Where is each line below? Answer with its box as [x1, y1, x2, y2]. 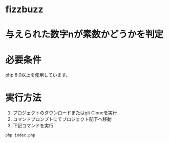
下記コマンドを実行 [12, 122, 54, 129]
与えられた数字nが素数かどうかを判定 [5, 29, 164, 40]
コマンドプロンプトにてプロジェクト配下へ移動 [12, 116, 112, 122]
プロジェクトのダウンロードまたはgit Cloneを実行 [12, 110, 117, 116]
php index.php [5, 133, 36, 138]
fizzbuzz [5, 4, 44, 15]
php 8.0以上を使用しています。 [5, 72, 71, 78]
